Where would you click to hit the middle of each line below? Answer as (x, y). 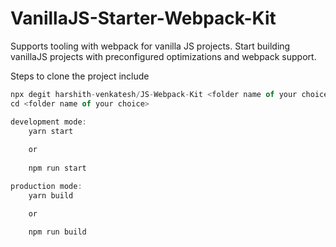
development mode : (48, 122)
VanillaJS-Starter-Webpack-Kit (143, 18)
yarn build (51, 195)
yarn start (51, 131)
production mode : (46, 186)
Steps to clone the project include (80, 76)
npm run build (57, 232)
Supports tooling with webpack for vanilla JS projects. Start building (150, 46)
